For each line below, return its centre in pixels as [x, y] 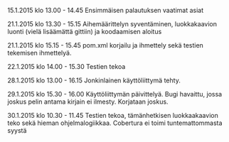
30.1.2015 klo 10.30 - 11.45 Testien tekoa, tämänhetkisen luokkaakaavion [113, 115]
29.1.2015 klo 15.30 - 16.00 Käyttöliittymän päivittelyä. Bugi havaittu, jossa [115, 94]
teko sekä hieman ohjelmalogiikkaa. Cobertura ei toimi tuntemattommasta [115, 123]
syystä [17, 130]
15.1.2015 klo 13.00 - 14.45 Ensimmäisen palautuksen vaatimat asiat [106, 10]
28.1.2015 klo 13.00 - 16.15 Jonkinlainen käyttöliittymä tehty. [94, 80]
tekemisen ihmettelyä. [39, 53]
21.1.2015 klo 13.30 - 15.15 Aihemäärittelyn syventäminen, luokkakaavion [112, 24]
